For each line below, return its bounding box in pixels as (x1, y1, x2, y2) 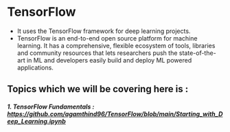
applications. (16, 63, 54, 71)
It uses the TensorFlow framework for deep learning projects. (16, 27, 191, 35)
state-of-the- (179, 49, 216, 57)
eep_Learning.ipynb (7, 117, 67, 125)
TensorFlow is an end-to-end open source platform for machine (16, 34, 198, 42)
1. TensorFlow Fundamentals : (7, 102, 95, 111)
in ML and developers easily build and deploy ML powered (26, 56, 192, 64)
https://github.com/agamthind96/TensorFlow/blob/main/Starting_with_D (7, 109, 223, 118)
